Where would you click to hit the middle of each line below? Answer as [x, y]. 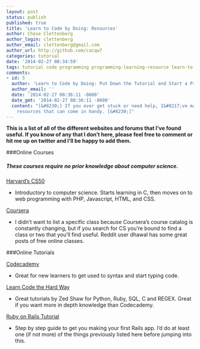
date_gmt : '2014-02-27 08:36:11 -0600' [61, 100]
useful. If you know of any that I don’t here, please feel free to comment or [99, 135]
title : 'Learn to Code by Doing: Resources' [62, 28]
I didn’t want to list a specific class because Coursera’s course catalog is [104, 222]
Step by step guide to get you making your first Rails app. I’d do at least [102, 328]
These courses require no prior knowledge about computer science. [92, 166]
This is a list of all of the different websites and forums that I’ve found [94, 128]
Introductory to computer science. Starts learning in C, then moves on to [104, 193]
